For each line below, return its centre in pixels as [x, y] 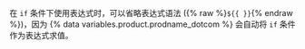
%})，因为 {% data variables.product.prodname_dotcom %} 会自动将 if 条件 [153, 24]
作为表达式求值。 [41, 35]
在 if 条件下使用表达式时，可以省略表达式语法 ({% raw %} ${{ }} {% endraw [151, 13]
